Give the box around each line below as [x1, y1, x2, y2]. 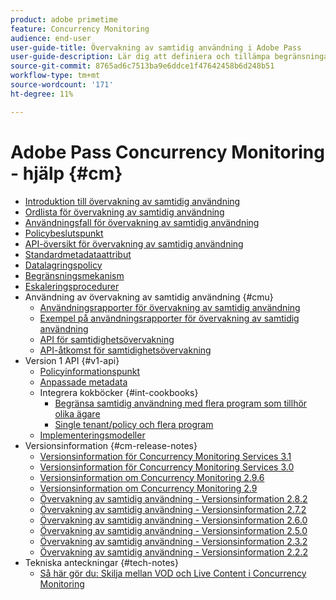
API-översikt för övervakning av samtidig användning [24, 237, 244, 250]
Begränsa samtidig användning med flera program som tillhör [54, 397, 308, 409]
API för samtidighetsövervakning [39, 333, 175, 345]
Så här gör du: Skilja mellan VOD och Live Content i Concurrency [39, 567, 307, 579]
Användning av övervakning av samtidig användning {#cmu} [24, 291, 274, 303]
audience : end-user [10, 33, 92, 43]
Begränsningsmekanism [24, 269, 125, 281]
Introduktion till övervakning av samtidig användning [24, 195, 241, 207]
